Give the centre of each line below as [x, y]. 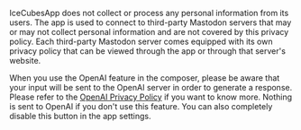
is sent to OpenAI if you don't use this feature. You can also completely [141, 106]
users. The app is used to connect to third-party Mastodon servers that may [150, 22]
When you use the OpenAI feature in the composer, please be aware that [145, 78]
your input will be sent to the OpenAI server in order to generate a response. [151, 87]
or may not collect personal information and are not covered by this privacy [149, 32]
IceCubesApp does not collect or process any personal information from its [149, 13]
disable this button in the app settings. [80, 116]
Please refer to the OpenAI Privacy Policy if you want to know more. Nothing [151, 97]
